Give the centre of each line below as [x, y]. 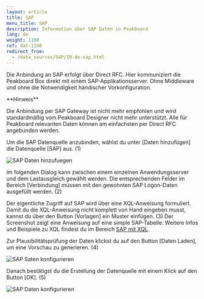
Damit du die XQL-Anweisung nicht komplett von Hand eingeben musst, [96, 210]
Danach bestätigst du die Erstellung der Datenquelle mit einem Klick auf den [102, 270]
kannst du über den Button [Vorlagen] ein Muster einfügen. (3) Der [90, 216]
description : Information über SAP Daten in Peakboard [77, 29]
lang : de [17, 35]
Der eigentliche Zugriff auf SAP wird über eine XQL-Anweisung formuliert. [99, 203]
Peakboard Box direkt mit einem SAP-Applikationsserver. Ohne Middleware [100, 81]
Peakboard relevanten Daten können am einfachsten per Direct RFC [91, 124]
